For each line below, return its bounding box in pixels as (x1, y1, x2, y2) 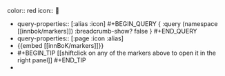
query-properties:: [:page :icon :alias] (17, 34, 124, 42)
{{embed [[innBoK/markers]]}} (17, 42, 104, 49)
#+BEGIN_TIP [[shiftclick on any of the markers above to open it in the (17, 49, 216, 57)
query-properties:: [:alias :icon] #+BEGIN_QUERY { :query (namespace (17, 20, 218, 27)
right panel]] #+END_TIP (17, 56, 86, 64)
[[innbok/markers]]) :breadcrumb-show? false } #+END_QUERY (17, 27, 198, 35)
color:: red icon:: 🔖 (7, 7, 60, 14)
